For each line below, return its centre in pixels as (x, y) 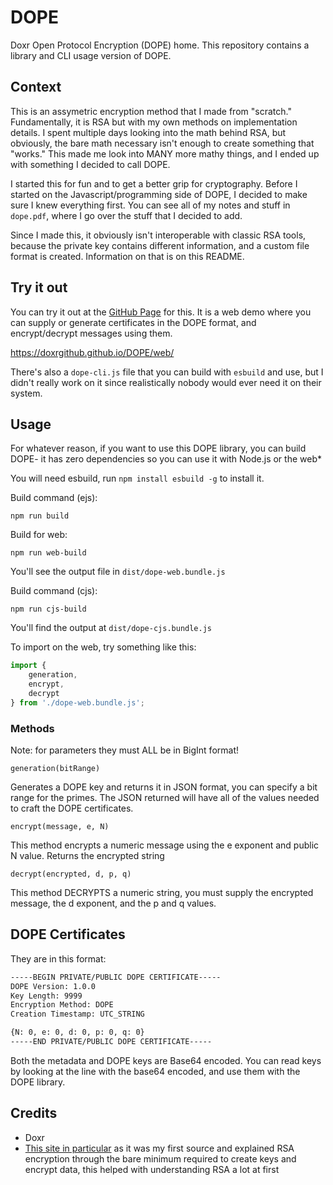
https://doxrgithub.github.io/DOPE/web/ (92, 352)
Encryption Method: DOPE (62, 1005)
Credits (34, 1113)
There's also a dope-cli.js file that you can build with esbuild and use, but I (167, 372)
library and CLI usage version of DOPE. (91, 55)
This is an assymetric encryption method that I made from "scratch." (151, 111)
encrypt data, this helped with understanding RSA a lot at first (152, 1169)
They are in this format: (58, 958)
